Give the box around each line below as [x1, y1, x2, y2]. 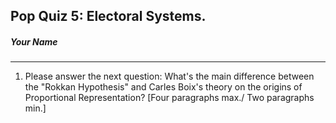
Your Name [10, 35, 58, 48]
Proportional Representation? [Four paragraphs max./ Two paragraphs [24, 92, 315, 104]
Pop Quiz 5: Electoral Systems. [10, 8, 207, 25]
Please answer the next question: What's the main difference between [24, 70, 315, 83]
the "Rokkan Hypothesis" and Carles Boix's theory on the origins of [24, 81, 303, 93]
